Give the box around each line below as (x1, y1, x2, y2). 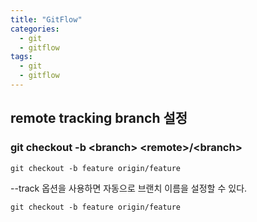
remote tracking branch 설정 (10, 110, 188, 127)
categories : (10, 24, 60, 34)
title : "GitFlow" (10, 14, 83, 25)
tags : (10, 52, 33, 62)
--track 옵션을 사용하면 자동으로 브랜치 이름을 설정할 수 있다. (10, 182, 248, 194)
